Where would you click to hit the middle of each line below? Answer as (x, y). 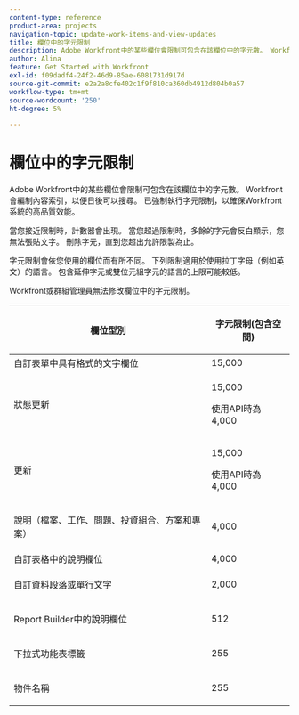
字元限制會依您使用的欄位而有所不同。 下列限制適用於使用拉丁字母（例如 (143, 261)
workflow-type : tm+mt (49, 92)
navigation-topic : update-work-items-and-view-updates (113, 34)
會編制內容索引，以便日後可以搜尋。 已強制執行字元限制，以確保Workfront (146, 200)
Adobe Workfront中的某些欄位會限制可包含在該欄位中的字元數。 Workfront (146, 190)
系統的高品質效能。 (44, 212)
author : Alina (36, 59)
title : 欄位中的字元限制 (50, 42)
